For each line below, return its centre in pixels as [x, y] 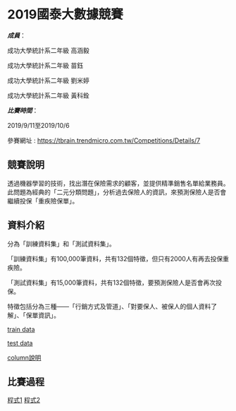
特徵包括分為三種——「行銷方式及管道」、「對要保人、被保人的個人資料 [109, 306]
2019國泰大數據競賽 [65, 14]
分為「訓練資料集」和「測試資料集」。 [61, 244]
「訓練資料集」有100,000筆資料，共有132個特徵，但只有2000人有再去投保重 [118, 258]
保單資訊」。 [43, 315]
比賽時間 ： [23, 110]
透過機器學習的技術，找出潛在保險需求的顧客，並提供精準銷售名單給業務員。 [118, 183]
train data [21, 329]
